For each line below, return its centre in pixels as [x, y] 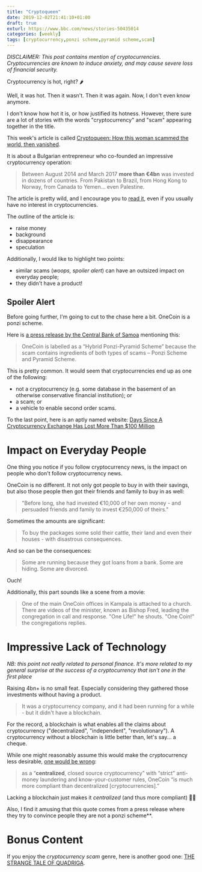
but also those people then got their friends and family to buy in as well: [96, 491]
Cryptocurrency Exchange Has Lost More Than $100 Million [81, 426]
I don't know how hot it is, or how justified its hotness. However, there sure [99, 114]
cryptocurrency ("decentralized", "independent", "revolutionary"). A [91, 730]
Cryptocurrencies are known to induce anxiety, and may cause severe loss [100, 63]
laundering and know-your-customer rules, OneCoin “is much [116, 779]
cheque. [17, 743]
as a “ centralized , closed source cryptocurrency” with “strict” [98, 773]
